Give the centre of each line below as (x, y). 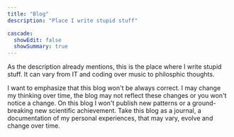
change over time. (34, 126)
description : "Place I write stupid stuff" (73, 21)
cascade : (20, 33)
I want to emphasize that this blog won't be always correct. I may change (114, 88)
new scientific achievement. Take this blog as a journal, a (118, 111)
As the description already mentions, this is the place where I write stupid (115, 67)
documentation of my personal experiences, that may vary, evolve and (110, 119)
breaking (20, 111)
